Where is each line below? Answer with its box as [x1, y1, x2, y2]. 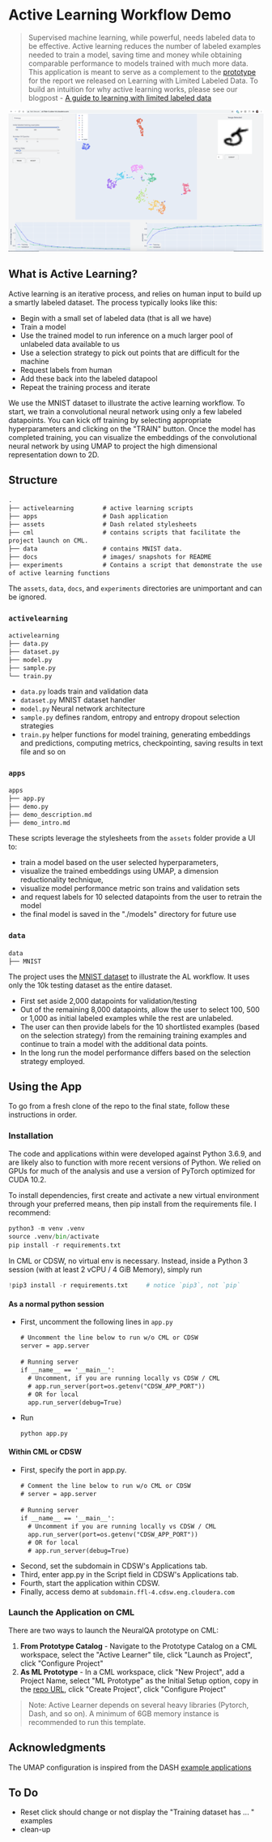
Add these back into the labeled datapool [19, 374, 158, 383]
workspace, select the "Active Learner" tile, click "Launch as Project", [19, 1650, 253, 1659]
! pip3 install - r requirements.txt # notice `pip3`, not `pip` [8, 1282, 241, 1290]
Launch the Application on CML [8, 1606, 135, 1618]
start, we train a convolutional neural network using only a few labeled [8, 406, 243, 416]
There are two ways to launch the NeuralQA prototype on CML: [8, 1625, 219, 1635]
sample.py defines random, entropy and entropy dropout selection [19, 712, 240, 722]
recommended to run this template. [28, 1717, 147, 1727]
